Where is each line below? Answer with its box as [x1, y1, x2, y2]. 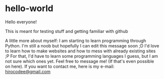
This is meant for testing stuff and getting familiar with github [5, 28, 128, 34]
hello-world [5, 3, 54, 14]
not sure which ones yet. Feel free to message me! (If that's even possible [5, 58, 154, 64]
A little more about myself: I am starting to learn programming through [5, 37, 146, 44]
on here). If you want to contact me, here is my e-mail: [5, 63, 115, 69]
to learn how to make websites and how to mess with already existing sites [5, 48, 156, 54]
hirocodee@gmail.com [5, 68, 51, 74]
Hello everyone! [5, 19, 37, 25]
